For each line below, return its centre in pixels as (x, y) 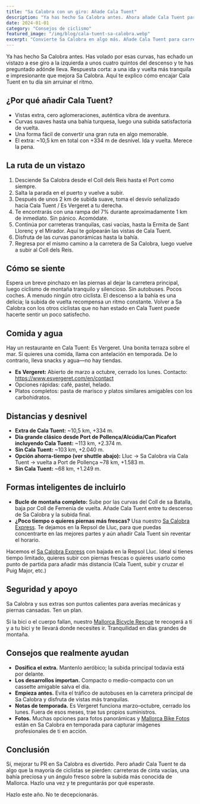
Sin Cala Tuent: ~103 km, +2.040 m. (59, 450)
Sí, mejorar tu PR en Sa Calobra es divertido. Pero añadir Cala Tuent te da (96, 764)
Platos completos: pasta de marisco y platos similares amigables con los (104, 391)
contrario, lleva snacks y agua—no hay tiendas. (64, 360)
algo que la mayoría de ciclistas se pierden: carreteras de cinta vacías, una (98, 771)
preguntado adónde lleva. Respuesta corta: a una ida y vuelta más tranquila (99, 69)
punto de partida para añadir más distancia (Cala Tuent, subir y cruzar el (95, 564)
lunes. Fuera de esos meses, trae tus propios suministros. (85, 712)
